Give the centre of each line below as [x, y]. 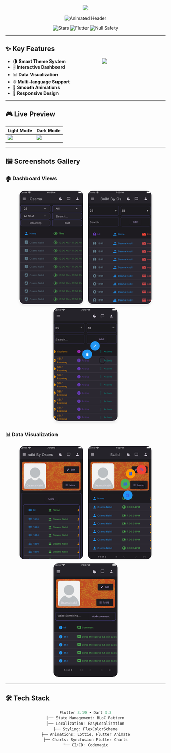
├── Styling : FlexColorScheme [85, 729]
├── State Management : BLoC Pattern [85, 718]
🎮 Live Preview [31, 114]
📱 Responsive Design [36, 93]
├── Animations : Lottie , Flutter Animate [85, 734]
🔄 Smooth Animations [36, 87]
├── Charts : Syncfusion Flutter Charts [85, 740]
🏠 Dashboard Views [31, 179]
